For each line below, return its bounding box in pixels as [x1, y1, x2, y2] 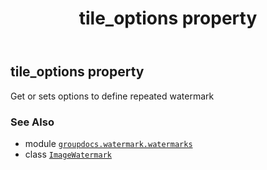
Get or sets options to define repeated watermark [10, 90, 215, 102]
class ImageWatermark [24, 148, 112, 160]
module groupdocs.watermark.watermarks [24, 137, 193, 149]
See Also [10, 115, 55, 129]
